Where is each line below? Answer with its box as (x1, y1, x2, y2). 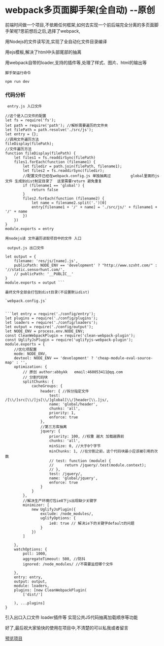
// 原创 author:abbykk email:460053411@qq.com (23, 370, 123, 375)
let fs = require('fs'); (5, 118, 56, 123)
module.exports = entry (5, 226, 54, 232)
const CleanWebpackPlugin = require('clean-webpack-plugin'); (5, 333, 135, 338)
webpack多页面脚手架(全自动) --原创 (5, 4, 155, 16)
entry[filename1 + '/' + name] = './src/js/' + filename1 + (31, 205, 158, 210)
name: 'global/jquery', (49, 476, 98, 481)
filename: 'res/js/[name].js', (14, 258, 78, 264)
